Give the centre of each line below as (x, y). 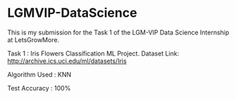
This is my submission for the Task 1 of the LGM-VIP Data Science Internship (118, 32)
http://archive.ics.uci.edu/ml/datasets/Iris (67, 60)
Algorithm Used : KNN (39, 74)
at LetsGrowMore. (33, 39)
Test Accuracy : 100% (39, 88)
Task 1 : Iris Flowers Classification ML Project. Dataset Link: (93, 53)
